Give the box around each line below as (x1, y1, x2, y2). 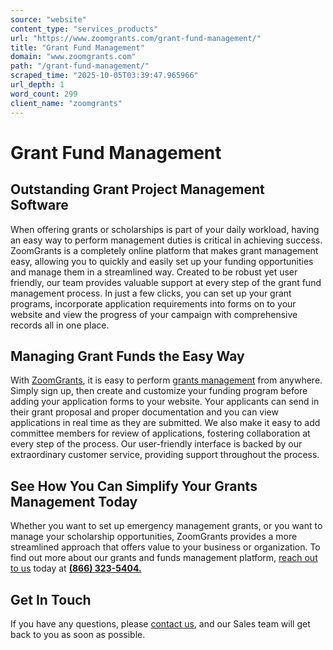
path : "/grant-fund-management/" (10, 61, 150, 71)
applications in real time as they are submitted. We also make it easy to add (10, 417, 321, 429)
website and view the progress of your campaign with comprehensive (10, 308, 298, 320)
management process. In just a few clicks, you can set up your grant (10, 287, 292, 299)
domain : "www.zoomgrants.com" (10, 52, 137, 62)
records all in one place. (10, 319, 110, 331)
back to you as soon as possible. (10, 628, 146, 640)
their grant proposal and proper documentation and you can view (10, 406, 279, 418)
